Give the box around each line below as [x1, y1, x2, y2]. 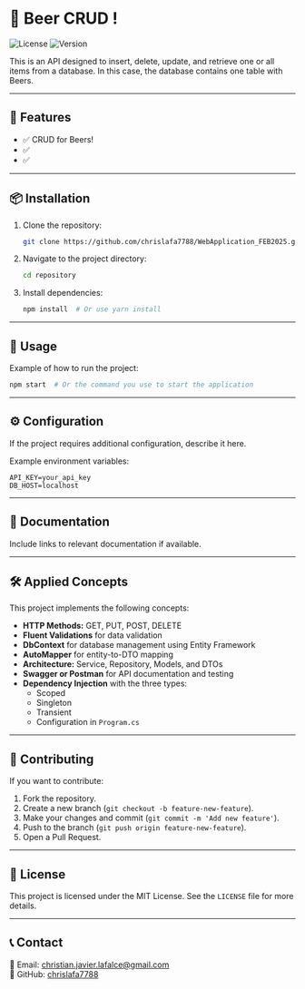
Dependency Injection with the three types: [22, 678, 188, 689]
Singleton [35, 698, 73, 709]
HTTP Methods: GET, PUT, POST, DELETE [22, 621, 182, 632]
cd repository [22, 271, 76, 280]
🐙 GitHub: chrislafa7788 [9, 968, 99, 979]
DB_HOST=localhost [9, 481, 79, 490]
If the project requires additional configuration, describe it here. [9, 437, 247, 448]
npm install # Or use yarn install [22, 305, 162, 314]
